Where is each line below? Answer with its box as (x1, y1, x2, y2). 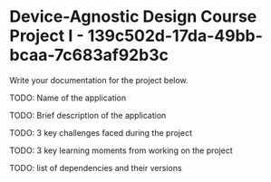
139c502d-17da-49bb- (87, 25, 263, 46)
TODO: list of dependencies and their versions (9, 162, 183, 173)
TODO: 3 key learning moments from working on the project (9, 145, 233, 156)
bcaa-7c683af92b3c (9, 45, 169, 65)
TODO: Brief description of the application (9, 110, 167, 120)
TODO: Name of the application (9, 92, 127, 103)
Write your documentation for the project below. (9, 74, 189, 85)
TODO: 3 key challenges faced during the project (9, 127, 193, 138)
